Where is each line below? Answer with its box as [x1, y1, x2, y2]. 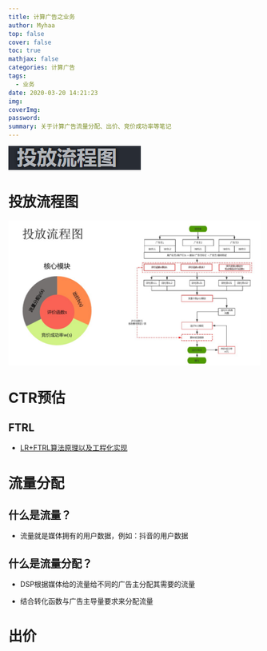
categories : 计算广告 [8, 64, 76, 72]
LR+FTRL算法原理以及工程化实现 [19, 443, 128, 453]
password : [8, 114, 42, 122]
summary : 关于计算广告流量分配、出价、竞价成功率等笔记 [8, 122, 172, 131]
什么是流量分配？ [8, 557, 93, 570]
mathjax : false [8, 55, 59, 63]
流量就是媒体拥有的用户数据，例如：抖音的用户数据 [19, 531, 189, 541]
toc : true [8, 46, 42, 55]
